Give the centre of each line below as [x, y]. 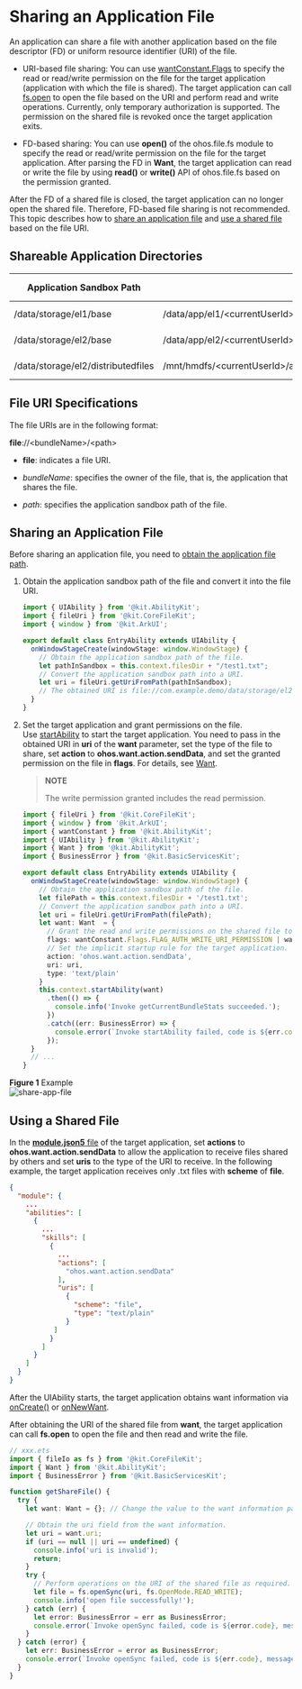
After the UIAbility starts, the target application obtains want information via [149, 1397]
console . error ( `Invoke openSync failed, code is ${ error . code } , [156, 1625]
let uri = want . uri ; [64, 1533]
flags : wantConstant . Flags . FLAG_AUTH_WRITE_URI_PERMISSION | [164, 940]
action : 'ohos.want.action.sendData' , [119, 956]
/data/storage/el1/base [63, 314]
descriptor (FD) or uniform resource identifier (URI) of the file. [124, 50]
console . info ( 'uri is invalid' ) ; [96, 1550]
